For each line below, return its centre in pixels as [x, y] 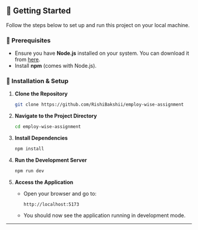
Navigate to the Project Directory [56, 116]
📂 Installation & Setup [37, 81]
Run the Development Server [51, 160]
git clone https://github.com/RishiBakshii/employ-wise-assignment [99, 105]
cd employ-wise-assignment [48, 127]
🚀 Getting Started [39, 11]
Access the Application [44, 182]
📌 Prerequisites [29, 40]
